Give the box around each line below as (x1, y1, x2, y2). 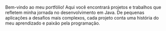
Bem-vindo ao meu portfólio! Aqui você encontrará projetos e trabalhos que (5, 4, 161, 10)
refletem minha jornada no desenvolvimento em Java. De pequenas (5, 9, 144, 15)
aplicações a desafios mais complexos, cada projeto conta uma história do (5, 15, 159, 20)
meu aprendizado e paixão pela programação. (5, 20, 100, 26)
